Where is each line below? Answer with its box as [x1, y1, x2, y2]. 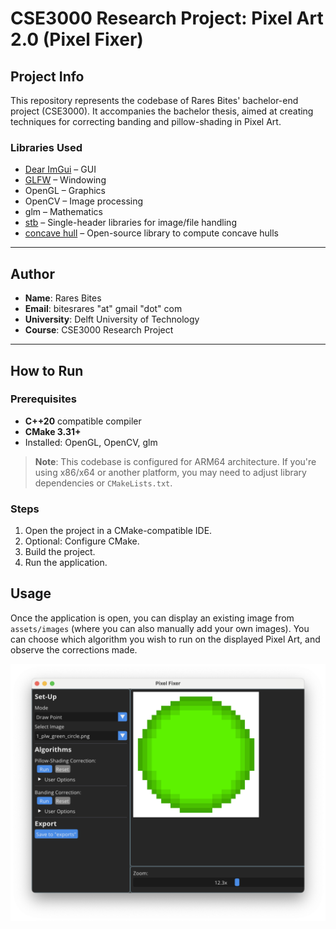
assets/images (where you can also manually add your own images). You [10, 622, 310, 634]
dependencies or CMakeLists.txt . [34, 477, 173, 489]
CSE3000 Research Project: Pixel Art [10, 7, 324, 30]
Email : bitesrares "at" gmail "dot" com [24, 303, 183, 315]
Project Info [10, 68, 85, 85]
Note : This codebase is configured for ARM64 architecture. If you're [34, 455, 317, 467]
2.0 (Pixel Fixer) [10, 28, 144, 51]
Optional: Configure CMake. [24, 535, 140, 547]
